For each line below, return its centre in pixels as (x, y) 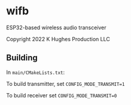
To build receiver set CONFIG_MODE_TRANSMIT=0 (62, 95)
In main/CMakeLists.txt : (36, 72)
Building (22, 58)
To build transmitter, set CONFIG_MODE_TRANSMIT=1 (65, 84)
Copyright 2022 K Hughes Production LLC (58, 39)
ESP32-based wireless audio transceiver (56, 27)
